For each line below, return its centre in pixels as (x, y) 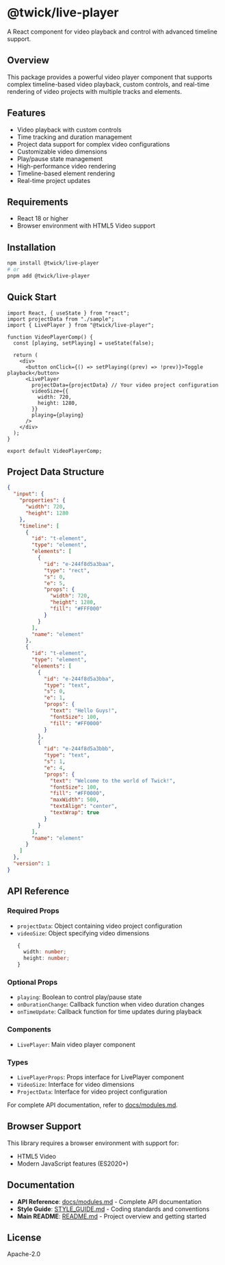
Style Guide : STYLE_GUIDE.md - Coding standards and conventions (113, 1209)
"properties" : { (43, 501)
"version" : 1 (32, 864)
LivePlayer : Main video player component (76, 1044)
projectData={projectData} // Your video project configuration (125, 385)
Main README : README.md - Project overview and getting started (111, 1216)
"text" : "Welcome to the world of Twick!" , (113, 781)
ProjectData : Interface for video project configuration (92, 1092)
